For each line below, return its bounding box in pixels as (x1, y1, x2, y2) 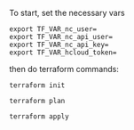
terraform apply (9, 112, 69, 121)
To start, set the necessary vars (9, 8, 126, 18)
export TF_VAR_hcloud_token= (9, 48, 117, 57)
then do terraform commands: (9, 64, 120, 74)
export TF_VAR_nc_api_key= (9, 40, 109, 49)
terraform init (9, 81, 66, 90)
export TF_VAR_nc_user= (9, 25, 98, 34)
